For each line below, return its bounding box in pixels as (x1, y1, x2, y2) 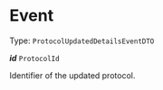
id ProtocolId (9, 52, 61, 63)
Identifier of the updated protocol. (9, 69, 136, 81)
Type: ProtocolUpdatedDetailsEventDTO (9, 35, 155, 46)
